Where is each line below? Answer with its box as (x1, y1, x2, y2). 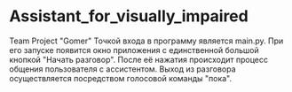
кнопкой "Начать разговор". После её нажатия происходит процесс (9, 54, 269, 65)
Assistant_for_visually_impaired (9, 6, 249, 27)
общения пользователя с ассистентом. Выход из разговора (9, 64, 237, 74)
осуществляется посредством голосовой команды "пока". (9, 73, 233, 83)
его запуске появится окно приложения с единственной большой (9, 44, 259, 55)
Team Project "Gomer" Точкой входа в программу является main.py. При (9, 35, 284, 46)
